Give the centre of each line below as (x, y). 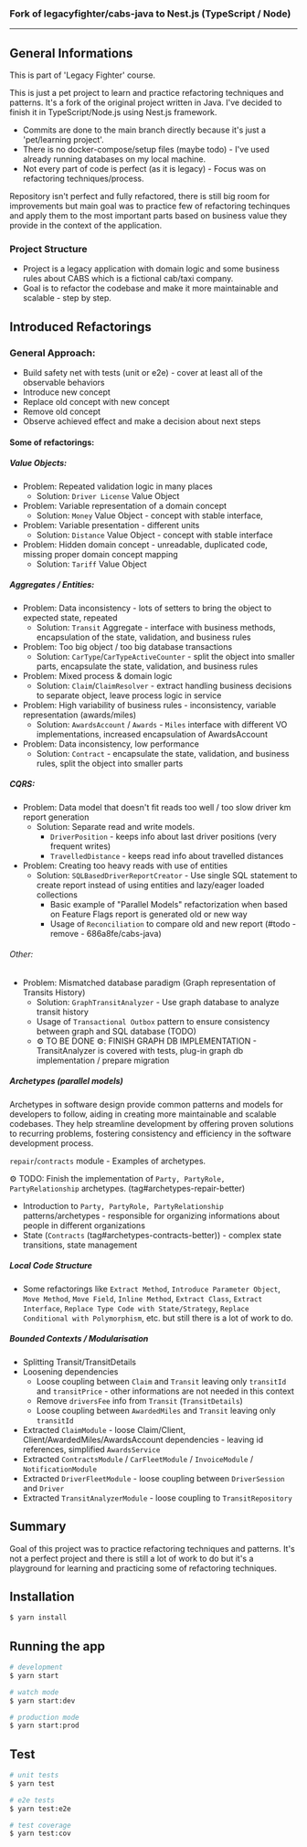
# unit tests (34, 1776)
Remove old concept (62, 412)
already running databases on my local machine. (114, 159)
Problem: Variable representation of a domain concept (124, 505)
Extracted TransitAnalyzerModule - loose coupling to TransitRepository (157, 1498)
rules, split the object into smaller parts (110, 763)
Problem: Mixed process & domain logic (97, 675)
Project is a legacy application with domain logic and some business (151, 269)
